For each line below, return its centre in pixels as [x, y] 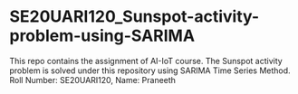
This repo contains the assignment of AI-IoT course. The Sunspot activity [146, 61]
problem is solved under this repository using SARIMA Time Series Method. [150, 70]
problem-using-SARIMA [102, 36]
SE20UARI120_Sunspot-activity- [135, 17]
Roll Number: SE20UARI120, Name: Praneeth [93, 80]
